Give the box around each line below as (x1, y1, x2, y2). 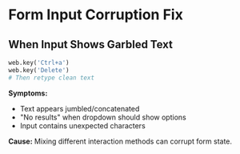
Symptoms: (8, 88, 48, 98)
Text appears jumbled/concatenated (19, 103, 140, 113)
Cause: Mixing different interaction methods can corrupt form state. (8, 136, 233, 146)
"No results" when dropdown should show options (19, 112, 186, 122)
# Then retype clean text (8, 74, 94, 82)
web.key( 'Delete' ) (8, 66, 70, 74)
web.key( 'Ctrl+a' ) (8, 59, 70, 67)
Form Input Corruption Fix (8, 6, 184, 24)
